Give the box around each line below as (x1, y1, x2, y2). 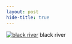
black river (40, 31, 66, 38)
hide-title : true (6, 14, 50, 20)
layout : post (6, 8, 39, 15)
